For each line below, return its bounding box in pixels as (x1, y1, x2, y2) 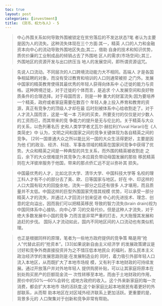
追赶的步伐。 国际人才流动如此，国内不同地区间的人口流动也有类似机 (16, 219, 154, 225)
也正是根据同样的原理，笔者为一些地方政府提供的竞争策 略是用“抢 (16, 235, 147, 241)
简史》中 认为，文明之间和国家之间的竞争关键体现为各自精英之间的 (21, 129, 154, 136)
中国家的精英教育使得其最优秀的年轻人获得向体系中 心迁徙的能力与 (16, 81, 150, 87)
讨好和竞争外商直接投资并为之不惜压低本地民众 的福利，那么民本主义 (16, 247, 154, 253)
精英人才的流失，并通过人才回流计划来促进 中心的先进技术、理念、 (16, 194, 150, 200)
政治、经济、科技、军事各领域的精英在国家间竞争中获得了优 (35, 142, 154, 148)
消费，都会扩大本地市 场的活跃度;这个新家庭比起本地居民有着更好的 (16, 284, 151, 290)
